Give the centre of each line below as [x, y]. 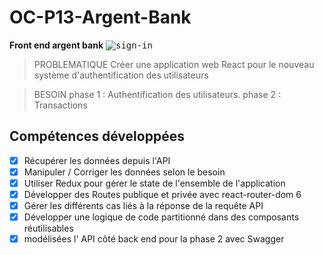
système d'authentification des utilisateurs [121, 75]
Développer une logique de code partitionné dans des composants [161, 217]
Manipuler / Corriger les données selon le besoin [124, 172]
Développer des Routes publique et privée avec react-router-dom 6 [162, 194]
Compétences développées [97, 136]
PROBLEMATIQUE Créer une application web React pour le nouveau [174, 64]
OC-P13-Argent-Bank [100, 17]
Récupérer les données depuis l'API [97, 160]
